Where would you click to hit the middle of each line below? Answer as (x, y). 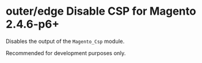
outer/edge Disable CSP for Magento (101, 11)
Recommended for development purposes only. (66, 53)
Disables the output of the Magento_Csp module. (65, 41)
